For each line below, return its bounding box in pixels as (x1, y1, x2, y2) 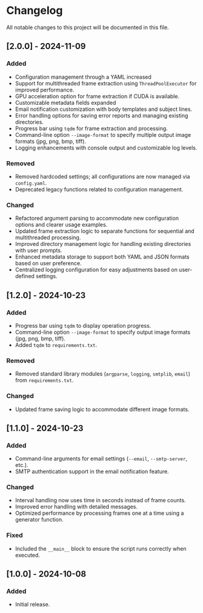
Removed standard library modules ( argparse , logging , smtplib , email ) (15, 370, 191, 377)
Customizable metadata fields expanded (15, 99, 116, 106)
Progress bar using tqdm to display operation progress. (15, 322, 151, 329)
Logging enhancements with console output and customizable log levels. (15, 144, 198, 151)
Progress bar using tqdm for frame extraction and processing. (15, 125, 168, 132)
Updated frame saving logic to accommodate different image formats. (15, 405, 190, 413)
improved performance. (15, 86, 75, 93)
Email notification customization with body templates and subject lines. (15, 105, 193, 113)
